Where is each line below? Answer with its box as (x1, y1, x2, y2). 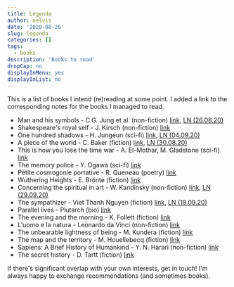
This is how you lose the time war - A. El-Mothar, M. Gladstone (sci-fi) (17, 146, 220, 155)
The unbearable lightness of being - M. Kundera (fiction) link (17, 228, 193, 236)
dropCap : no (7, 63, 42, 70)
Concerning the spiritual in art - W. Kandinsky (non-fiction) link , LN (17, 184, 211, 192)
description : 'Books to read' (7, 56, 96, 63)
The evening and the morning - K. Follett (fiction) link (17, 213, 171, 222)
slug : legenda (7, 30, 49, 37)
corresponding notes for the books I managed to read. (7, 103, 164, 111)
